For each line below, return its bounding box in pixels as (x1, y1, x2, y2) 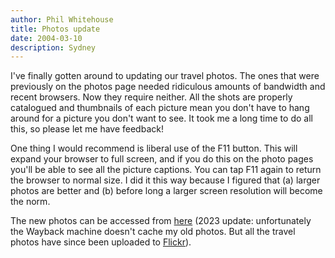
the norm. (10, 196, 51, 208)
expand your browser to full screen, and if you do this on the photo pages (10, 153, 314, 165)
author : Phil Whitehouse (10, 14, 114, 25)
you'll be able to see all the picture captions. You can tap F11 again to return (10, 164, 322, 176)
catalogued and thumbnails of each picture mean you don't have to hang (10, 102, 310, 114)
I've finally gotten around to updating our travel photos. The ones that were (10, 70, 320, 82)
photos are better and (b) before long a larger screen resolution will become (10, 185, 323, 197)
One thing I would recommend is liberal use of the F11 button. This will (10, 142, 298, 155)
